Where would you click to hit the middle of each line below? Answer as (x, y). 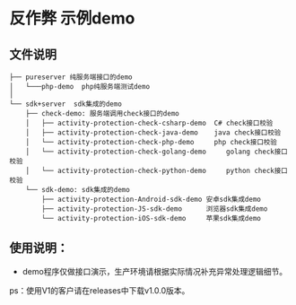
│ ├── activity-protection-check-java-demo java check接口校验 (153, 133)
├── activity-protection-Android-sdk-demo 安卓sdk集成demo (152, 199)
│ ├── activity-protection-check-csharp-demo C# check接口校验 (149, 123)
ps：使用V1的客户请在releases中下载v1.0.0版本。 (100, 290)
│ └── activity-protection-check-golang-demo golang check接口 (157, 152)
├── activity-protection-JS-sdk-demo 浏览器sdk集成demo (155, 209)
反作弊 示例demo (72, 18)
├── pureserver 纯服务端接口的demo (71, 77)
